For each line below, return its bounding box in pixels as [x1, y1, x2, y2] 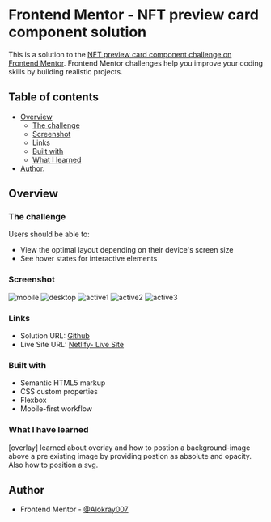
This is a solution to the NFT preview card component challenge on [8, 49, 232, 59]
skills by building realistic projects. [8, 66, 123, 76]
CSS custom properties [19, 387, 99, 397]
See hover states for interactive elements [19, 253, 158, 264]
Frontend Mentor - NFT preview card [8, 6, 259, 24]
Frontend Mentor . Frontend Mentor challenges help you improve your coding [8, 58, 264, 68]
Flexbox [19, 395, 47, 405]
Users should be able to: [8, 229, 91, 240]
